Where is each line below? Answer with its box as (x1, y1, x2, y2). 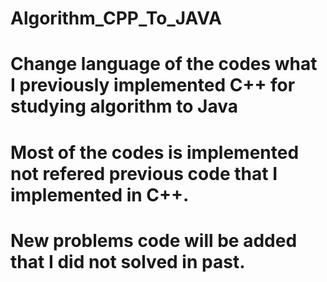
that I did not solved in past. (10, 250, 246, 273)
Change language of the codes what (10, 53, 318, 76)
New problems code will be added (10, 229, 298, 252)
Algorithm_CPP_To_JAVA (10, 7, 222, 30)
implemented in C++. (10, 183, 190, 206)
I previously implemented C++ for (10, 74, 296, 97)
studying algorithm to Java (10, 95, 238, 118)
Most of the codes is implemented (10, 141, 300, 164)
